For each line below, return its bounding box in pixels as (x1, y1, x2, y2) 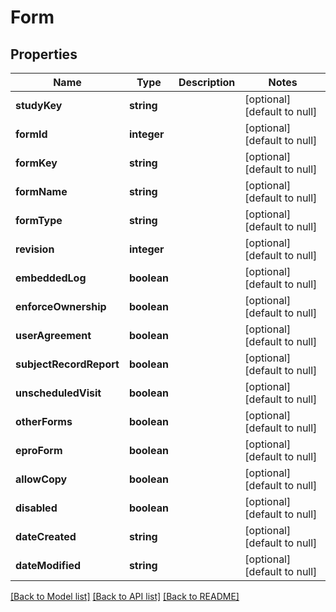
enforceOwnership (15, 300, 107, 313)
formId (15, 127, 48, 141)
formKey (15, 156, 58, 170)
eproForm (15, 444, 63, 457)
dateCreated (15, 530, 77, 543)
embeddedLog (15, 271, 87, 285)
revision (15, 242, 55, 256)
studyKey (15, 99, 63, 112)
